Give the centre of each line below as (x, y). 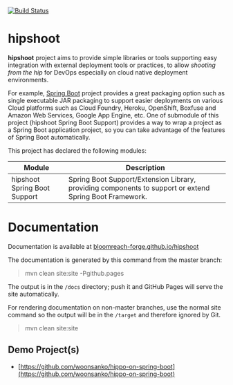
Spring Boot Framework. (108, 196)
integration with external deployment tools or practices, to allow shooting (112, 65)
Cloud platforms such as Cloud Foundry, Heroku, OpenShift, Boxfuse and (112, 108)
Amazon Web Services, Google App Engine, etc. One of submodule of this (113, 115)
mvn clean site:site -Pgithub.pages (74, 273)
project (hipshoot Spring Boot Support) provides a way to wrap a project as (115, 122)
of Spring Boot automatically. (49, 137)
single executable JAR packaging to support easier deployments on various (115, 100)
